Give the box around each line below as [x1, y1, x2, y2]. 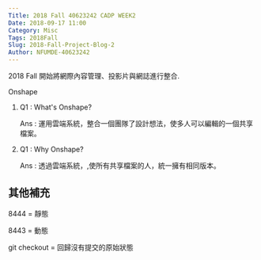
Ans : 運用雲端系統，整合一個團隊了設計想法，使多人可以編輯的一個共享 [19, 119, 254, 128]
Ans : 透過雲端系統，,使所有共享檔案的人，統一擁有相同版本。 [19, 161, 221, 170]
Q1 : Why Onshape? [19, 144, 85, 154]
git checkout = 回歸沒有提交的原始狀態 [8, 243, 134, 252]
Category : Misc [8, 26, 59, 34]
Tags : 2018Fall [8, 33, 59, 42]
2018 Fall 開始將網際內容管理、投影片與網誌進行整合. [8, 71, 180, 80]
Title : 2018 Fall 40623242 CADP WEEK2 [8, 11, 136, 20]
